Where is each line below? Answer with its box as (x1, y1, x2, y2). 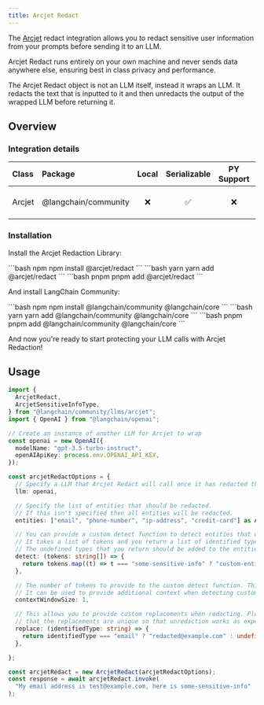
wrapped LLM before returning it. (8, 97, 115, 106)
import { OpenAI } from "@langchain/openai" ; (8, 415, 159, 423)
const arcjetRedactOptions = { (8, 473, 111, 481)
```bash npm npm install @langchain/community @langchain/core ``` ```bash (8, 302, 253, 312)
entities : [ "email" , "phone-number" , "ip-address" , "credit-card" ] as (15, 516, 251, 524)
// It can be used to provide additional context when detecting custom (15, 589, 258, 596)
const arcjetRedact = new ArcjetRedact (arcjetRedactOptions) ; (8, 668, 216, 676)
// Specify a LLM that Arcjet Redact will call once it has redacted (15, 481, 247, 489)
